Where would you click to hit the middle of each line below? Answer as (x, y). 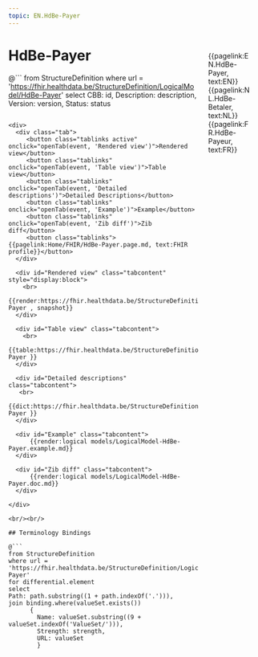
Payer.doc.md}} (34, 484)
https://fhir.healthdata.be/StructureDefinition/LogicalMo (103, 86)
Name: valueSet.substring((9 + (89, 617)
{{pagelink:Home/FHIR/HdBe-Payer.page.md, (80, 245)
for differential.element (51, 582)
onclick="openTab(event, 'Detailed (68, 188)
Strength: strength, (71, 631)
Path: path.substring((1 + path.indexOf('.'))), (91, 596)
